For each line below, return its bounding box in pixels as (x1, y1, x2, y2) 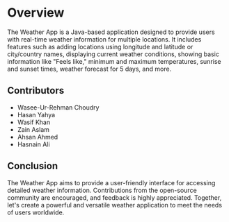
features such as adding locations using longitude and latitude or (7, 42, 194, 51)
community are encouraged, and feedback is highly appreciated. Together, (7, 193, 222, 202)
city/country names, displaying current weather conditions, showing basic (7, 50, 219, 58)
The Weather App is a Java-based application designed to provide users (7, 28, 215, 36)
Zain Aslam (17, 125, 50, 133)
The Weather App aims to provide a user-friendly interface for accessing (7, 178, 216, 187)
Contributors (7, 85, 65, 96)
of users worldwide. (7, 208, 65, 216)
